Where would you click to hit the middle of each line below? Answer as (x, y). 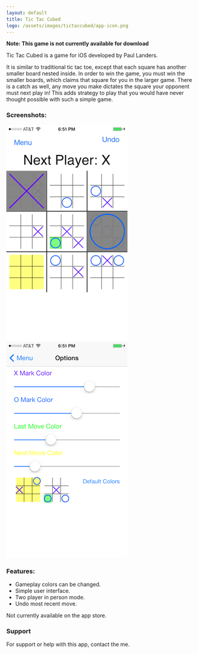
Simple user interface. (43, 591)
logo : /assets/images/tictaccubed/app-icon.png (68, 26)
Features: (21, 571)
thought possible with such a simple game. (60, 100)
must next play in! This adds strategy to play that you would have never (95, 93)
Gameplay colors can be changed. (58, 584)
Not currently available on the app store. (57, 615)
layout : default (27, 13)
